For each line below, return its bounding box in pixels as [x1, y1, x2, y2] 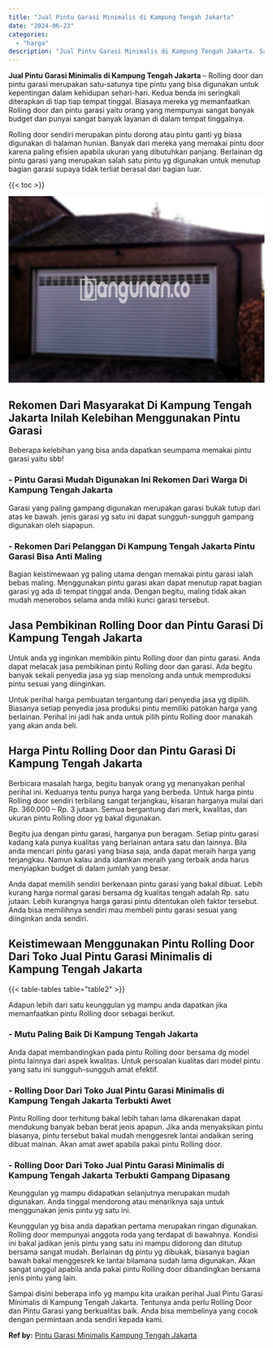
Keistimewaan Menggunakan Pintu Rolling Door [8, 937, 255, 951]
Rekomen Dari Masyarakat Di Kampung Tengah [8, 398, 253, 412]
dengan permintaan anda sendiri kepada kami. [8, 1315, 164, 1324]
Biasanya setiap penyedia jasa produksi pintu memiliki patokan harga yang [8, 703, 258, 713]
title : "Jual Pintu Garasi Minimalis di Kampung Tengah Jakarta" [8, 13, 234, 21]
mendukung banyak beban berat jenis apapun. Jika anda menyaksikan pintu [8, 1122, 264, 1132]
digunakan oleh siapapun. [8, 520, 95, 530]
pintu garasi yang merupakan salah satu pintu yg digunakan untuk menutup [8, 155, 262, 166]
